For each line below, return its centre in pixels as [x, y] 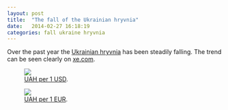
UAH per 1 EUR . [46, 99]
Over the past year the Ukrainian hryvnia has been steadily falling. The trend [114, 52]
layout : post [26, 13]
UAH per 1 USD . [46, 79]
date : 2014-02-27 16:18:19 [48, 26]
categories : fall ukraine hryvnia [56, 32]
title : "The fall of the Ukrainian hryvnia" [73, 20]
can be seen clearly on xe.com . [51, 59]
